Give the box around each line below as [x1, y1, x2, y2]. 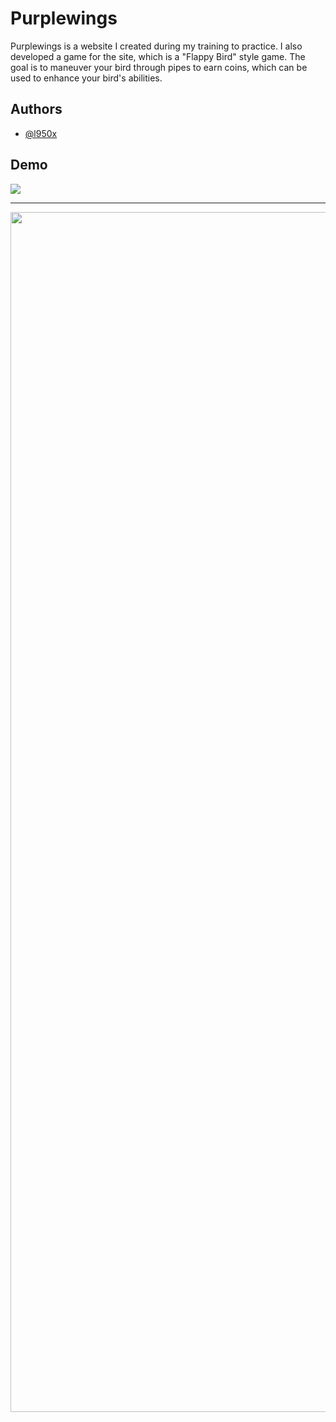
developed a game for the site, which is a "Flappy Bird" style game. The [10, 50, 306, 62]
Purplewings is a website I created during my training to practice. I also [10, 40, 303, 52]
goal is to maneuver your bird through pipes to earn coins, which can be [10, 61, 308, 73]
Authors [10, 101, 63, 118]
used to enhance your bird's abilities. [10, 72, 163, 84]
